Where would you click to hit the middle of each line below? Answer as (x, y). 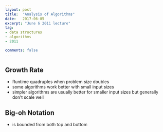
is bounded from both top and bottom (50, 125)
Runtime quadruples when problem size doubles (61, 82)
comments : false (21, 50)
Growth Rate (24, 70)
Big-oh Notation (30, 113)
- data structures (24, 32)
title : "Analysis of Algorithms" (40, 14)
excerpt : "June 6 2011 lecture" (38, 23)
